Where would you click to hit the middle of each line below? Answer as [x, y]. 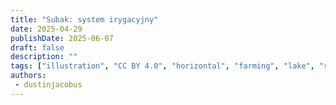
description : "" [44, 57]
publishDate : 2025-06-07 [62, 38]
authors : [28, 76]
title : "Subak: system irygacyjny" [84, 19]
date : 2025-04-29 [46, 29]
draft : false [37, 47]
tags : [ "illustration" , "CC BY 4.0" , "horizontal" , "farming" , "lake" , [162, 66]
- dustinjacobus [48, 85]
